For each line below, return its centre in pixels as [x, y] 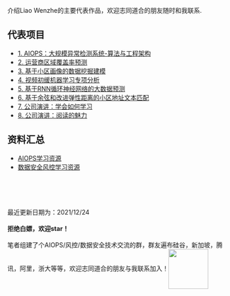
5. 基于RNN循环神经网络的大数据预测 [71, 89]
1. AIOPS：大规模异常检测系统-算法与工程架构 [84, 53]
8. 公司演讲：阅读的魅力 [52, 115]
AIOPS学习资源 [39, 158]
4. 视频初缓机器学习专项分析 [59, 79]
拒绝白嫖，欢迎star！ [38, 228]
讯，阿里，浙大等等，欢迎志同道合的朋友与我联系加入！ [88, 268]
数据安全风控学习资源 [48, 167]
